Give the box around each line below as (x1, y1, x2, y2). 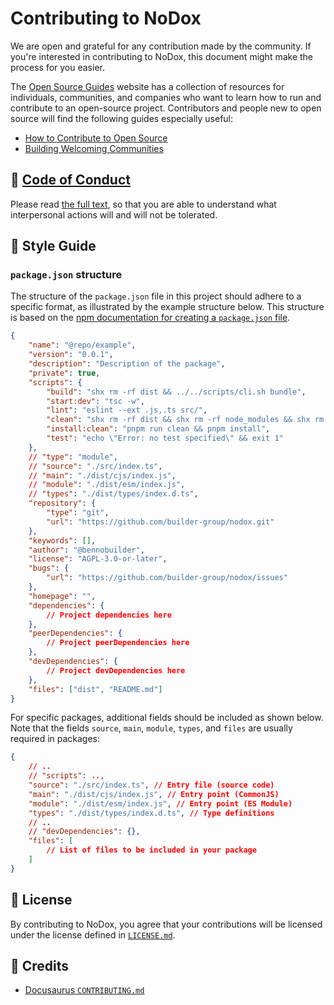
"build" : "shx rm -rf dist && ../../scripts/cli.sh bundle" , (46, 387, 307, 397)
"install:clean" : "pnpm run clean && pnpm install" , (46, 424, 271, 434)
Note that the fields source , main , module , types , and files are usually (10, 722, 293, 734)
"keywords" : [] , (28, 535, 97, 546)
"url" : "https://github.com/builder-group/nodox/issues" (46, 573, 288, 583)
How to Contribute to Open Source (24, 132, 168, 144)
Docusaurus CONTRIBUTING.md (24, 984, 145, 996)
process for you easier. (10, 61, 105, 73)
